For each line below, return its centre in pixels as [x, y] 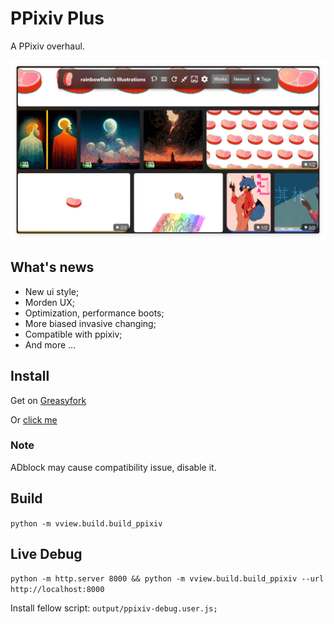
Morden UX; [50, 302]
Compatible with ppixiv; [73, 334]
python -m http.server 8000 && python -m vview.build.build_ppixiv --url [167, 579]
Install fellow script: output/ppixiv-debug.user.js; [114, 608]
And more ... [50, 344]
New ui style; [52, 291]
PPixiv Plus [57, 18]
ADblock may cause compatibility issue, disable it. [113, 467]
